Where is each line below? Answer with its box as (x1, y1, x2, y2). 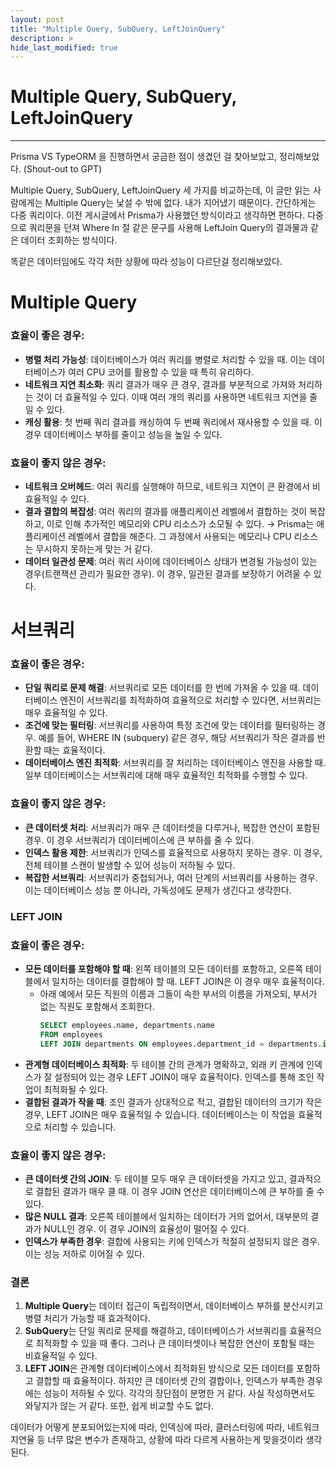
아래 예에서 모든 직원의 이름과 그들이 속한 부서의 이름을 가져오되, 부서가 (39, 987, 318, 1000)
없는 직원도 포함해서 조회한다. (39, 1000, 155, 1012)
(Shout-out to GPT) (23, 163, 103, 175)
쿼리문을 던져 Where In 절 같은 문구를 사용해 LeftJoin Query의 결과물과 (28, 222, 309, 234)
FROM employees (39, 1029, 103, 1040)
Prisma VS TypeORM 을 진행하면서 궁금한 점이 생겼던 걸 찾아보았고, (10, 151, 278, 163)
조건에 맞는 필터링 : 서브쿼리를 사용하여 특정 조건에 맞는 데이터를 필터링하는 (24, 719, 316, 731)
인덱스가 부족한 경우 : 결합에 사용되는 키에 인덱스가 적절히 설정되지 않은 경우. (24, 1235, 321, 1247)
